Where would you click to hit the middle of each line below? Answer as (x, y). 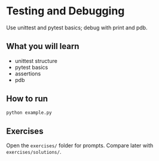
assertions (28, 74)
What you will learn (43, 46)
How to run (27, 99)
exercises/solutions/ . (34, 152)
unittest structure (36, 60)
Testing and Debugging (65, 11)
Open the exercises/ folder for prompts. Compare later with (80, 145)
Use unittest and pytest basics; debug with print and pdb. (77, 28)
